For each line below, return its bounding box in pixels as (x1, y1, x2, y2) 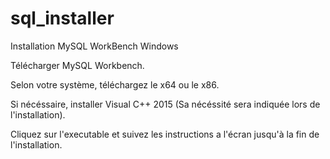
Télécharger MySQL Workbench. (10, 59, 145, 71)
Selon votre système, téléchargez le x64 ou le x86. (10, 78, 220, 91)
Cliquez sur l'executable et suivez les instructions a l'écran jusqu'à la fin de (10, 128, 320, 140)
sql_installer (10, 7, 115, 30)
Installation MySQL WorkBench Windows (10, 40, 179, 52)
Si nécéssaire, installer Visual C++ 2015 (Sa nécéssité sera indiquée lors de (10, 98, 321, 110)
